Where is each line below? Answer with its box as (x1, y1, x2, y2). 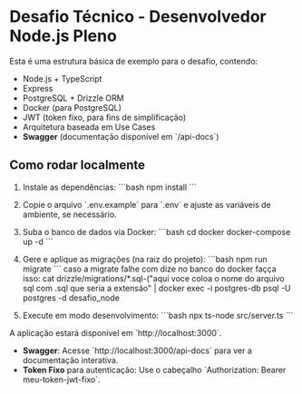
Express (22, 83, 54, 94)
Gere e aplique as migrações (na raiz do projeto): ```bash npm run (22, 253, 268, 264)
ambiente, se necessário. (22, 209, 117, 220)
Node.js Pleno (9, 25, 118, 46)
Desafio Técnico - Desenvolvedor (9, 6, 268, 27)
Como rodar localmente (9, 157, 146, 173)
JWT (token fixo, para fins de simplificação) (22, 112, 187, 123)
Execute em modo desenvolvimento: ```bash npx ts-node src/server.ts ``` (22, 310, 294, 320)
